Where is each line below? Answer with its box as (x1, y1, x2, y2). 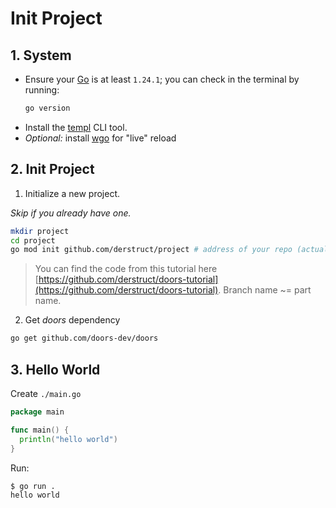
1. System (10, 47, 72, 64)
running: (24, 84, 60, 96)
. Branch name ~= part (218, 284, 312, 296)
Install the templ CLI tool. (24, 121, 128, 133)
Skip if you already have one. (10, 207, 132, 219)
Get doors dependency (24, 314, 121, 326)
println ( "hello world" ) (19, 434, 118, 444)
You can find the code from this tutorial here (34, 263, 218, 275)
